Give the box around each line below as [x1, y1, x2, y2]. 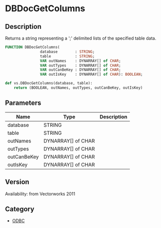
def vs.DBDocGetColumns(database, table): [5, 81, 93, 86]
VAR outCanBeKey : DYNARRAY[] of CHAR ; [40, 67, 121, 72]
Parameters [5, 99, 41, 107]
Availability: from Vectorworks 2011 [5, 191, 76, 197]
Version [5, 178, 29, 186]
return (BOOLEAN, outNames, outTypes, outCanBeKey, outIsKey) [14, 85, 143, 90]
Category [5, 205, 35, 213]
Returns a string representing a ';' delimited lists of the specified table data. [5, 35, 157, 41]
